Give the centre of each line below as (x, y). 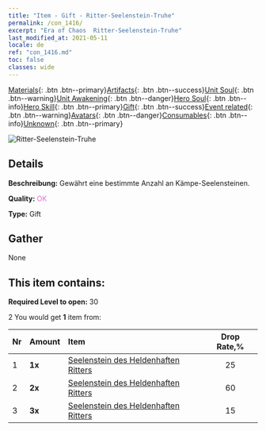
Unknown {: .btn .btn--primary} (73, 123)
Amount (45, 342)
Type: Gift (25, 214)
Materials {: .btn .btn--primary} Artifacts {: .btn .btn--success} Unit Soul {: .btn (131, 90)
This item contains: (57, 283)
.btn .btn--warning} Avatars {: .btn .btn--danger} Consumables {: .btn (118, 115)
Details (26, 164)
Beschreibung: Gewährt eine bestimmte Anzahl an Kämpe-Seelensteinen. (129, 183)
